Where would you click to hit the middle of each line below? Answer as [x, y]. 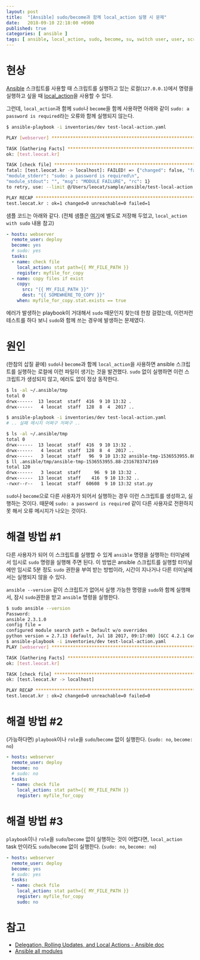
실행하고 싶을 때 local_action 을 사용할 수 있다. [60, 95]
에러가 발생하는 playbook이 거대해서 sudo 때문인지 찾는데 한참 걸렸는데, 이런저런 [100, 313]
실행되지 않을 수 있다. [42, 577]
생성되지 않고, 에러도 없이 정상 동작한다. [73, 379]
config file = [24, 625]
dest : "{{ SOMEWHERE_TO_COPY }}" [63, 295]
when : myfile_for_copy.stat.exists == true [72, 301]
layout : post [22, 12]
